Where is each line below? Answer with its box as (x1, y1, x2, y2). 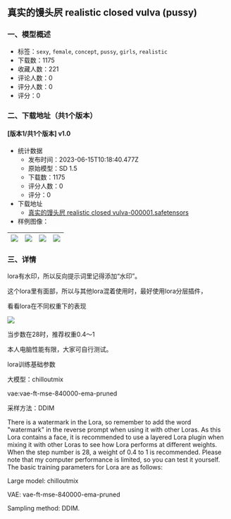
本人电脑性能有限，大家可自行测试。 (7, 345, 113, 354)
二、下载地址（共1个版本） (7, 110, 97, 120)
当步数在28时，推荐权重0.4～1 (7, 330, 95, 339)
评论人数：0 (17, 73, 53, 82)
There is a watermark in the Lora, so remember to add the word (7, 418, 192, 426)
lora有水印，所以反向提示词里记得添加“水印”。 (7, 272, 142, 280)
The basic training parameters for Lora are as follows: (7, 463, 163, 472)
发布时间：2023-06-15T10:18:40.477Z (27, 155, 139, 164)
